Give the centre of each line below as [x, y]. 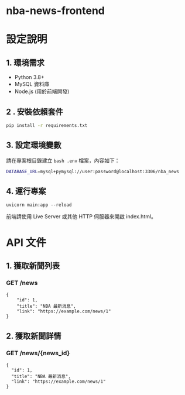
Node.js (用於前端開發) [42, 91]
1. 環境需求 [25, 63]
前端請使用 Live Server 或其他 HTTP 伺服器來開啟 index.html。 [81, 217]
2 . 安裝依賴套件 [35, 111]
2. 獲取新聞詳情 [34, 336]
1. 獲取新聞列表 [33, 265]
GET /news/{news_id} [38, 353]
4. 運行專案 [26, 191]
